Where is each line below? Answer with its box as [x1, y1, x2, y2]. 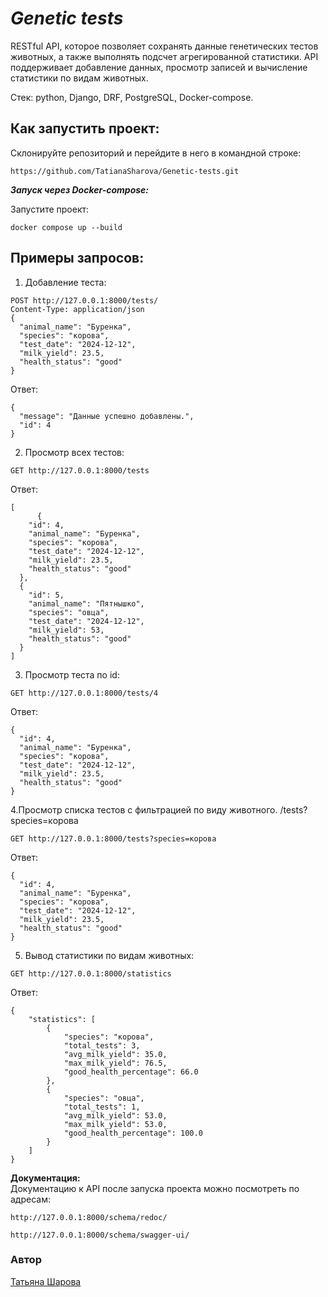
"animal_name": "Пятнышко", [28, 598, 145, 609]
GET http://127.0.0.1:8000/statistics [10, 968, 172, 979]
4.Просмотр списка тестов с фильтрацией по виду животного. [10, 803, 278, 816]
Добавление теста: [24, 276, 107, 288]
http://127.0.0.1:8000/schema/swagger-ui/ [10, 1230, 190, 1240]
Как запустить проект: [10, 120, 160, 137]
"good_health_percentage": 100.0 [63, 1128, 203, 1138]
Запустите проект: [10, 203, 90, 215]
